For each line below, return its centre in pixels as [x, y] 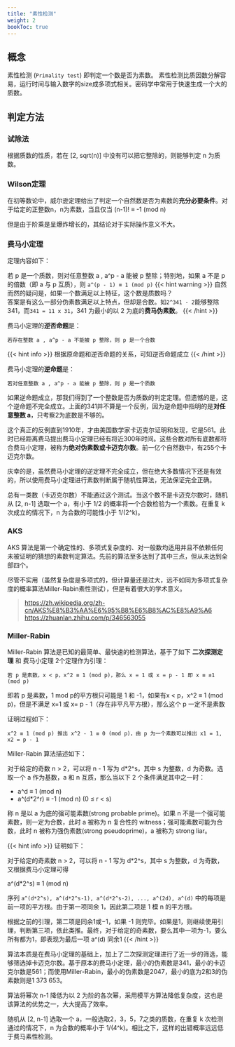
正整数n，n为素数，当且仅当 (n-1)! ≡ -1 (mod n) [99, 209]
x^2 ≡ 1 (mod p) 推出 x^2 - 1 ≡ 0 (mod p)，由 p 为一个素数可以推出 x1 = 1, [115, 734]
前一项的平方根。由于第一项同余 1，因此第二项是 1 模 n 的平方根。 [102, 907]
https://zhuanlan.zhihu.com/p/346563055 [85, 618]
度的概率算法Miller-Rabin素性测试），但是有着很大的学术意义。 [97, 588]
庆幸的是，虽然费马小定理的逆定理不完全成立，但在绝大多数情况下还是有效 [114, 472]
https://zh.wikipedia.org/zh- [65, 602]
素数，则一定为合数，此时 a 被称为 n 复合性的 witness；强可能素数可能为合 [115, 822]
